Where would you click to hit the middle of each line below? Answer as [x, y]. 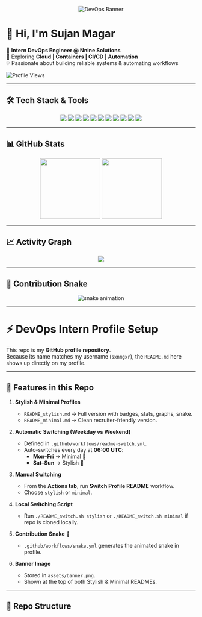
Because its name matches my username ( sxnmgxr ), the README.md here [94, 357]
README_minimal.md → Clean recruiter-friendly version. [90, 420]
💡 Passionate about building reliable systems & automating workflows [92, 63]
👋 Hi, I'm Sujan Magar [61, 34]
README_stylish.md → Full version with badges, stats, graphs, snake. [108, 413]
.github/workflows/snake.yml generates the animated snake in [101, 545]
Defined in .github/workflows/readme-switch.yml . [85, 443]
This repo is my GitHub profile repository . [59, 350]
